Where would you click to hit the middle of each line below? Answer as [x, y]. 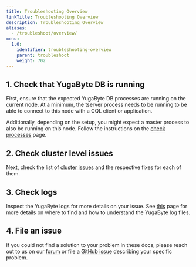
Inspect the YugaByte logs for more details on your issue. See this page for [97, 206]
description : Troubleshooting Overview [55, 22]
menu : [13, 39]
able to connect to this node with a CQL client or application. [79, 111]
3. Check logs [32, 192]
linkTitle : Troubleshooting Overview [52, 17]
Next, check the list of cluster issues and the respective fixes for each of [94, 167]
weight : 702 [31, 60]
